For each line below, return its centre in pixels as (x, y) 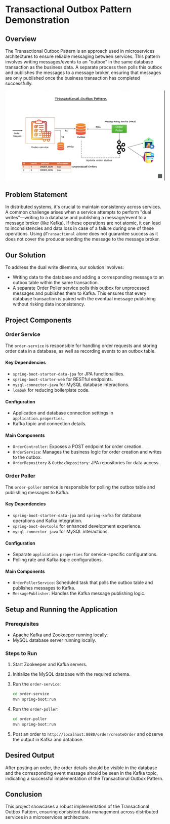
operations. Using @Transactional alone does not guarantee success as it (82, 234)
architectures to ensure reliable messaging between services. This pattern (83, 56)
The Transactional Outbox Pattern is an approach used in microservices (80, 51)
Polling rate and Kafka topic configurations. (58, 560)
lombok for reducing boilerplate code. (51, 390)
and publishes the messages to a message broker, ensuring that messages (83, 73)
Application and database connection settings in (63, 413)
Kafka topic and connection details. (50, 424)
